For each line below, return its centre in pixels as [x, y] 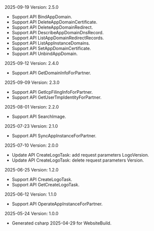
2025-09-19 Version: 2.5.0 [32, 7]
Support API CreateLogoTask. [42, 179]
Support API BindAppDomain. [42, 17]
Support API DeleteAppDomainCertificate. [54, 22]
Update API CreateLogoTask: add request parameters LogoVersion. [80, 155]
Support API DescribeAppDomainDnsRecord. [58, 32]
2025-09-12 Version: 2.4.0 [32, 63]
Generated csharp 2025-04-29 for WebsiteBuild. [62, 223]
